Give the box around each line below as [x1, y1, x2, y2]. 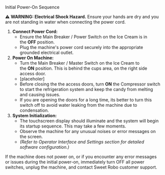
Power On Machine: [12, 55, 54, 61]
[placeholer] [19, 76, 45, 82]
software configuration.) [19, 144, 70, 150]
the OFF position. [19, 39, 55, 45]
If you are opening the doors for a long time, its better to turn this [19, 97, 152, 103]
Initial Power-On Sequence [5, 4, 60, 10]
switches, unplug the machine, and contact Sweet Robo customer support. [5, 164, 157, 170]
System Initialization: [12, 113, 57, 118]
